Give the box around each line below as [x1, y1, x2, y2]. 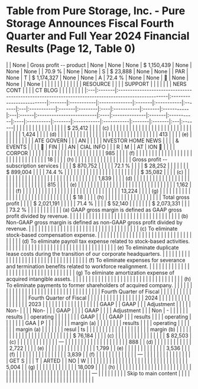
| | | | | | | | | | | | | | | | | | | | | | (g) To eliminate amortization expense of [6, 269, 174, 276]
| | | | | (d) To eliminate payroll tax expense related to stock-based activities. [6, 237, 190, 245]
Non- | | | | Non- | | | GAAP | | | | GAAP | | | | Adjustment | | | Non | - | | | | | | [6, 307, 188, 314]
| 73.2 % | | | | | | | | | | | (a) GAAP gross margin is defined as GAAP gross [6, 206, 182, 213]
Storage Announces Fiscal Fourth [6, 17, 174, 30]
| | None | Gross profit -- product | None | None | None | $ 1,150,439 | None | [6, 61, 192, 69]
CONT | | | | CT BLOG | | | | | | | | [6, 86, 84, 94]
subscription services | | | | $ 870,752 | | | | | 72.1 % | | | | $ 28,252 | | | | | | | [6, 162, 189, 169]
